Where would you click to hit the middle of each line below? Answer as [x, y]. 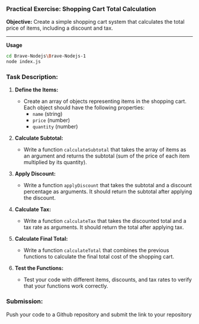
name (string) [47, 114]
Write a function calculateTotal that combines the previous [96, 250]
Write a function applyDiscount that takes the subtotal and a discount [108, 185]
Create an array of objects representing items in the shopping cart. [105, 101]
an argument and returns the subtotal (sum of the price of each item [107, 156]
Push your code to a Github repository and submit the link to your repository [99, 314]
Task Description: [32, 77]
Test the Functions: [39, 268]
